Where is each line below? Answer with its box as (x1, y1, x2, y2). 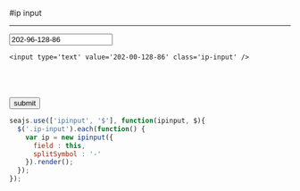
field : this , (32, 141, 87, 150)
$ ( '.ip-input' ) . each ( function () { (17, 124, 146, 133)
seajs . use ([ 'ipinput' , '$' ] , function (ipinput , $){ (9, 116, 205, 125)
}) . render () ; (25, 158, 74, 167)
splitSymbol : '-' (32, 149, 102, 159)
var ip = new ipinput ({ (25, 133, 114, 142)
